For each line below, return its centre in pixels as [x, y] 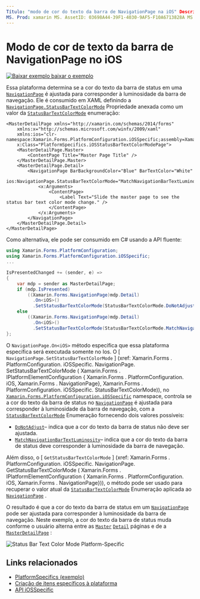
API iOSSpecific [34, 590]
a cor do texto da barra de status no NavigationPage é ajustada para [89, 402]
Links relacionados [42, 563]
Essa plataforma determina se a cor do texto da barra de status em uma [94, 88]
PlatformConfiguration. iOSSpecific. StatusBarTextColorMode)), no [88, 390]
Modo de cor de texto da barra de [90, 47]
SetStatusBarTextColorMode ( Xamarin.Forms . [63, 371]
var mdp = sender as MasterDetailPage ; [66, 284]
